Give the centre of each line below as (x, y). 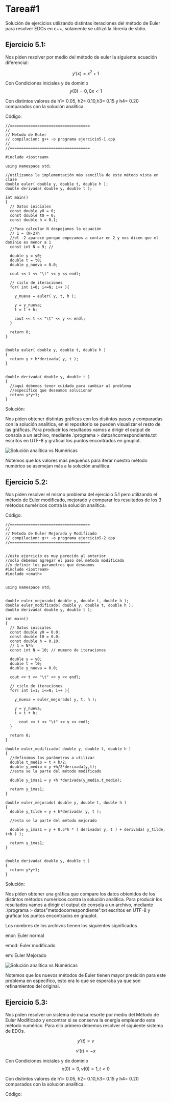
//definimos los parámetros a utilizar (52, 758)
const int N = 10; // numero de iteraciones (58, 650)
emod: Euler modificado (30, 946)
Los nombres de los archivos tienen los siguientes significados (71, 926)
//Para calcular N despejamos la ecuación (56, 229)
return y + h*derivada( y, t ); (44, 359)
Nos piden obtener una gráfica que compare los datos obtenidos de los (80, 894)
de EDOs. (15, 1031)
